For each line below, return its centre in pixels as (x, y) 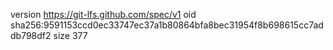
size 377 (70, 35)
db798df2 (31, 35)
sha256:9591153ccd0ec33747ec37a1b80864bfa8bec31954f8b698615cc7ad (167, 25)
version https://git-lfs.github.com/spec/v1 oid (103, 14)
